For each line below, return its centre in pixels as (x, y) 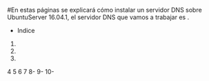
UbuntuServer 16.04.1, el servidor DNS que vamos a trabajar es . (98, 17)
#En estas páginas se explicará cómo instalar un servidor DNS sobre (104, 10)
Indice (26, 31)
